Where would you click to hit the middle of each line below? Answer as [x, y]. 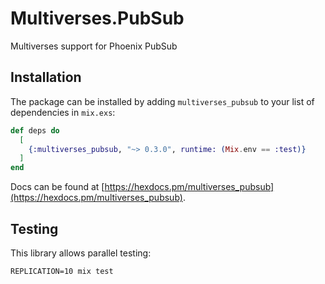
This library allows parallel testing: [81, 253]
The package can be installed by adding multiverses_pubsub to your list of [162, 101]
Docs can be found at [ [57, 187]
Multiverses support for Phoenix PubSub [94, 46]
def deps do [35, 130]
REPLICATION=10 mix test [62, 271]
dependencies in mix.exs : [63, 112]
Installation [46, 77]
